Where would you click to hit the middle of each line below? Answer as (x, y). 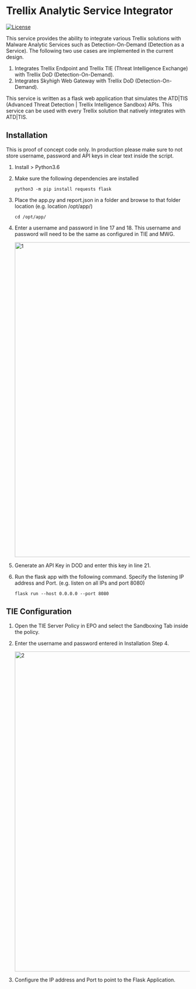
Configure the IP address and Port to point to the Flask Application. (95, 980)
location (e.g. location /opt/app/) (54, 206)
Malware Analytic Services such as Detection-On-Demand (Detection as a (95, 44)
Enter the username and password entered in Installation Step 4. (92, 643)
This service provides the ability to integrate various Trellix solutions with (94, 38)
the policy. (27, 632)
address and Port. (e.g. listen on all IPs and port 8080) (80, 583)
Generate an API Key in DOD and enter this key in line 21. (83, 565)
